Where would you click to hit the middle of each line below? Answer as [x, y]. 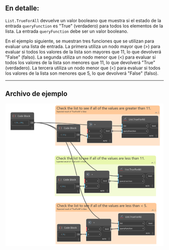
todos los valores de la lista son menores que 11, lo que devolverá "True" [80, 62]
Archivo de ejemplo [36, 94]
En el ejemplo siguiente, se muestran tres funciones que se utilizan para [80, 41]
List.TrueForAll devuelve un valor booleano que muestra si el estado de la [83, 20]
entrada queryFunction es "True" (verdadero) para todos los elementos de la [84, 26]
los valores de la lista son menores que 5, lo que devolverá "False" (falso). [82, 73]
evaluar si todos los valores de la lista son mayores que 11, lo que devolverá [83, 52]
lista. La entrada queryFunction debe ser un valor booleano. [67, 31]
